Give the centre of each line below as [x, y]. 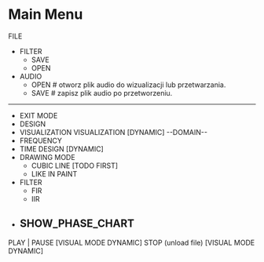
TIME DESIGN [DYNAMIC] [61, 149]
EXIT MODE [38, 115]
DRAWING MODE [48, 157]
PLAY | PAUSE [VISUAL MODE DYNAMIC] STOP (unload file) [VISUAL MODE [132, 242]
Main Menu [46, 15]
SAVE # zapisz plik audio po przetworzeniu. [102, 93]
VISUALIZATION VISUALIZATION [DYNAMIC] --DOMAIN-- [114, 132]
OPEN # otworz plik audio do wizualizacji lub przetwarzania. [128, 85]
